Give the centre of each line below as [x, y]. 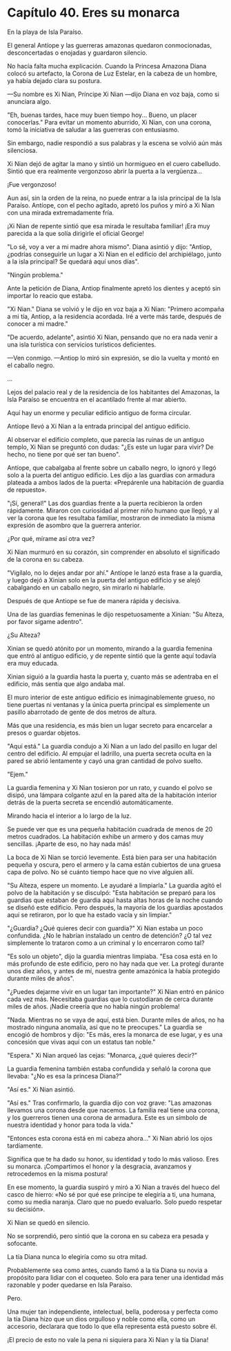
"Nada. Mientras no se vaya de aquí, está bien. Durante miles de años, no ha [116, 1020]
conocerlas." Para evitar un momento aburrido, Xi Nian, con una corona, [109, 122]
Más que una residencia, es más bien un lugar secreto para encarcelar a [110, 725]
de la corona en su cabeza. [46, 559]
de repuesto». [27, 490]
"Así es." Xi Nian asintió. [41, 1089]
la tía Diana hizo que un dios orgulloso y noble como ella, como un [101, 1318]
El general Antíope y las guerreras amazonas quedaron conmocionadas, [110, 45]
